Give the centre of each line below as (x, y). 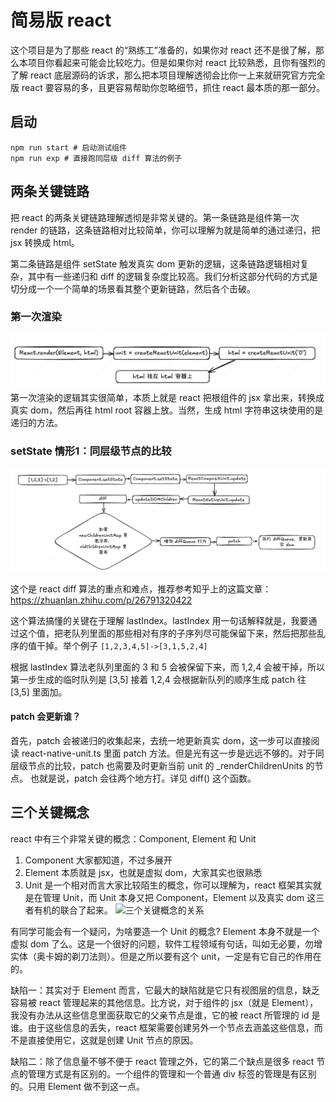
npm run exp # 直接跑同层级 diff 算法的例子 (96, 158)
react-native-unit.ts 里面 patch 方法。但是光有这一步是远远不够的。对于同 (173, 753)
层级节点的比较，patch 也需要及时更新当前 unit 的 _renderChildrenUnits (157, 765)
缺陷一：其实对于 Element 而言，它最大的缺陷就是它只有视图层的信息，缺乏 (165, 990)
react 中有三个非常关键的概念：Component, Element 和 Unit (133, 838)
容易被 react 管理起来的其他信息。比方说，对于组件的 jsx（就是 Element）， (164, 1002)
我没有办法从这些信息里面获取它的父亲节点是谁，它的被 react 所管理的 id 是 (165, 1015)
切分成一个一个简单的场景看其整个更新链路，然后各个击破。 (133, 288)
